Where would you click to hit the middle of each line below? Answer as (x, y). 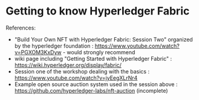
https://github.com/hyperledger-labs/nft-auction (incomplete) (91, 90)
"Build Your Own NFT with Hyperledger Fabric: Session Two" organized (103, 39)
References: (21, 28)
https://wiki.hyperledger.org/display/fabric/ (68, 65)
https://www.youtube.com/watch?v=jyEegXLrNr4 (76, 78)
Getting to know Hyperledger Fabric (98, 11)
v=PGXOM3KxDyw (38, 52)
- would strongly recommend (99, 52)
